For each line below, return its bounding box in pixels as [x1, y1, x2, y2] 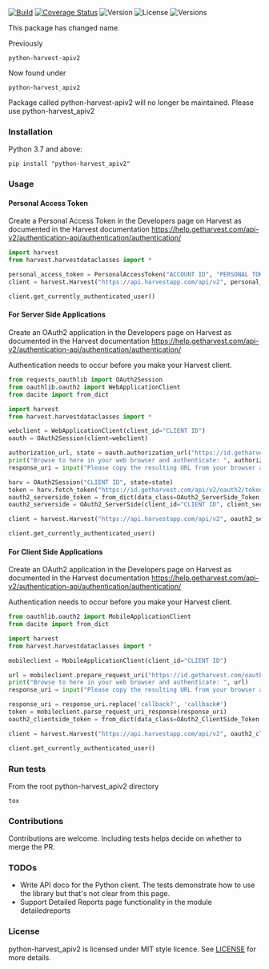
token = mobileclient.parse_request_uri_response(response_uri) [8, 708, 227, 717]
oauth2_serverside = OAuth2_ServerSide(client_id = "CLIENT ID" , [8, 501, 224, 509]
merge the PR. [8, 842, 56, 852]
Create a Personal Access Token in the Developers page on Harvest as [8, 216, 242, 226]
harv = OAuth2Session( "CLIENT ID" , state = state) [8, 478, 174, 487]
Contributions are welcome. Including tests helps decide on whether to [8, 834, 242, 843]
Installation [8, 126, 54, 137]
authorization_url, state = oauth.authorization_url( [8, 449, 192, 457]
